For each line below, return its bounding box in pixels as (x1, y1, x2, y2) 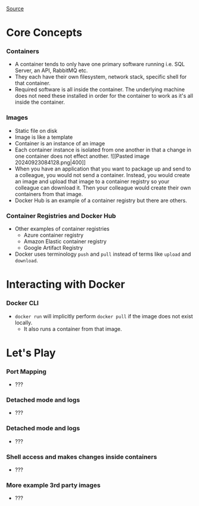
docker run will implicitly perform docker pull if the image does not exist (14, 312, 194, 319)
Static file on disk (14, 127, 58, 134)
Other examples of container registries (14, 225, 110, 232)
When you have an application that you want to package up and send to (14, 165, 192, 172)
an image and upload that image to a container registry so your (14, 178, 170, 185)
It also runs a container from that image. (23, 325, 122, 333)
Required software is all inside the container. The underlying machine (14, 86, 185, 93)
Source (6, 5, 24, 12)
